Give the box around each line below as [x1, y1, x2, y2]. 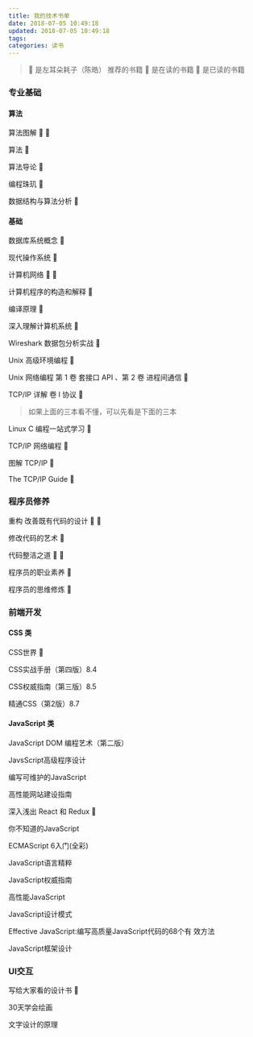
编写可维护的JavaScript [8, 773, 87, 782]
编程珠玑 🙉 [8, 179, 44, 189]
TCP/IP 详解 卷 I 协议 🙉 [8, 390, 84, 400]
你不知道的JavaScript [8, 823, 80, 834]
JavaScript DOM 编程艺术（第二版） [8, 738, 129, 748]
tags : [8, 34, 27, 43]
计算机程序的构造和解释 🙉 [8, 287, 93, 297]
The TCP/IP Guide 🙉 [8, 475, 75, 484]
